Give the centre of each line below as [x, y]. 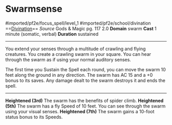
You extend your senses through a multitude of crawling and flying [76, 49]
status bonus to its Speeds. [34, 117]
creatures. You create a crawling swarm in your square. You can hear [78, 54]
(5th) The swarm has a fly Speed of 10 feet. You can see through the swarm [85, 106]
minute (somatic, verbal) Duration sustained [52, 34]
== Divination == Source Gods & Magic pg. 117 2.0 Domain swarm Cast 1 [81, 28]
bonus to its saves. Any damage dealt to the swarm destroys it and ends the [85, 80]
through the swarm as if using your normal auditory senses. [68, 59]
